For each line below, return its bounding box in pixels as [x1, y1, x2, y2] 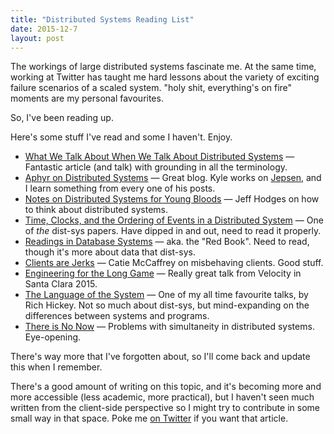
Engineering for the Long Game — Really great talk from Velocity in [24, 267, 302, 280]
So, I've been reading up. [10, 112, 114, 124]
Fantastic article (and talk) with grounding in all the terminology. [24, 161, 288, 173]
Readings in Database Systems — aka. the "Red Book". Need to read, [24, 236, 310, 248]
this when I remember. [10, 361, 103, 373]
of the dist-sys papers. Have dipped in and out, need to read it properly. [24, 225, 322, 237]
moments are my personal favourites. [10, 92, 164, 105]
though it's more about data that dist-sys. [24, 246, 196, 258]
